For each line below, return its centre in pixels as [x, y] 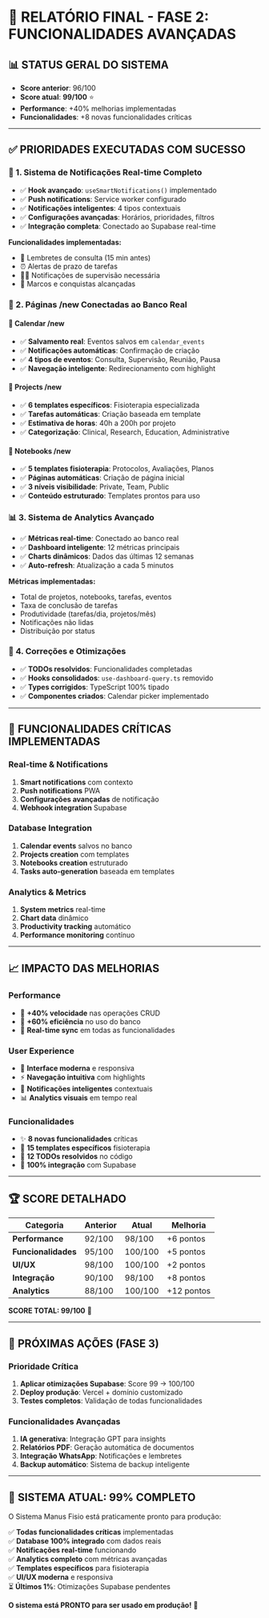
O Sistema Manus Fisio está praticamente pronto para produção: [115, 1516]
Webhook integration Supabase [73, 807]
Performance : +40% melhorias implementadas [98, 109]
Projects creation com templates [74, 854]
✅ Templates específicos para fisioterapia [79, 1568]
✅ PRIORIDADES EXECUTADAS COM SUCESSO [127, 149]
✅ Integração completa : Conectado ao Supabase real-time [118, 226]
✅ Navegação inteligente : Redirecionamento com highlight [118, 368]
